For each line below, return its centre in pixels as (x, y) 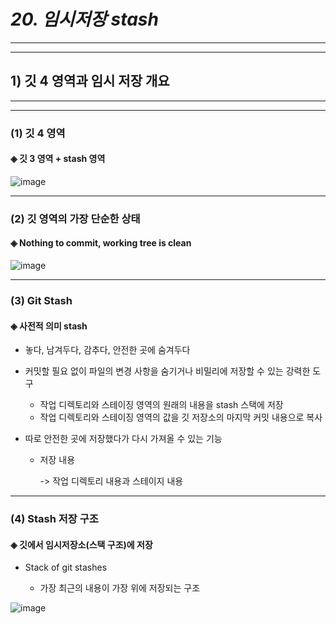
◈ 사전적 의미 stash (49, 326)
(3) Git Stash (41, 300)
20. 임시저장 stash (84, 19)
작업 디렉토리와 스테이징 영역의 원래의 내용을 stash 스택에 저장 (161, 405)
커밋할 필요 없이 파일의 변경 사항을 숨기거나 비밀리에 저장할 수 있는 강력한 (167, 371)
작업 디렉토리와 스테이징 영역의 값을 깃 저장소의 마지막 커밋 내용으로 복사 (181, 417)
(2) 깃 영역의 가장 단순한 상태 (75, 218)
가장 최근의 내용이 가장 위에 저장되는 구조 (120, 588)
